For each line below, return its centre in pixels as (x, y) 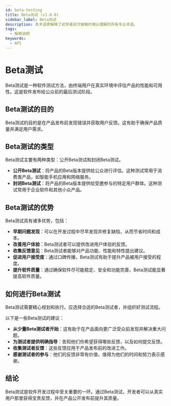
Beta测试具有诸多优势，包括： (37, 221)
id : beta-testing (24, 10)
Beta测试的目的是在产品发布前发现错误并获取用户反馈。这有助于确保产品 (82, 123)
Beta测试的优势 (30, 207)
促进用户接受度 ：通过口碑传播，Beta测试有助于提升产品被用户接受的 (84, 257)
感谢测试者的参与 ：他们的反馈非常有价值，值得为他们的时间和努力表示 (87, 354)
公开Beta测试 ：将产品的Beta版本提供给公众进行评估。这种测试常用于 (85, 171)
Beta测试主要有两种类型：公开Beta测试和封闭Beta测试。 (64, 160)
